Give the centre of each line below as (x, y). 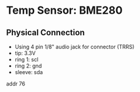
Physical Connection (46, 33)
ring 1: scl (27, 59)
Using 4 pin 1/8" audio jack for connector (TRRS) (74, 47)
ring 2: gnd (28, 66)
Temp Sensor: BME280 (65, 10)
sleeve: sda (29, 72)
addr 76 (16, 84)
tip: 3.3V (25, 53)
